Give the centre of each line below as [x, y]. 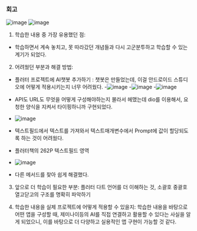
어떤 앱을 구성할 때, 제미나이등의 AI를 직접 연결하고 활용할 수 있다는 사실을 [99, 214]
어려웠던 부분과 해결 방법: [44, 67]
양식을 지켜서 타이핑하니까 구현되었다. [69, 107]
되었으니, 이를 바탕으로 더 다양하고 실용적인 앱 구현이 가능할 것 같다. [99, 222]
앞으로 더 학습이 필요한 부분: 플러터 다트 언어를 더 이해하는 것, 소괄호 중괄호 [101, 187]
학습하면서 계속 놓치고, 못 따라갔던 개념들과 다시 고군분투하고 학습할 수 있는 [101, 47]
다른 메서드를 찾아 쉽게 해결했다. [52, 174]
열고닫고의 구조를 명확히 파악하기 [52, 194]
